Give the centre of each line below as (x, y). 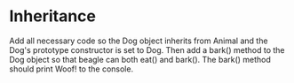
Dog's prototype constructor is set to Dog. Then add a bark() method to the (147, 49)
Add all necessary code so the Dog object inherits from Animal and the (139, 41)
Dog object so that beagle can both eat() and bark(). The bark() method (140, 59)
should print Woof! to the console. (72, 69)
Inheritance (52, 16)
